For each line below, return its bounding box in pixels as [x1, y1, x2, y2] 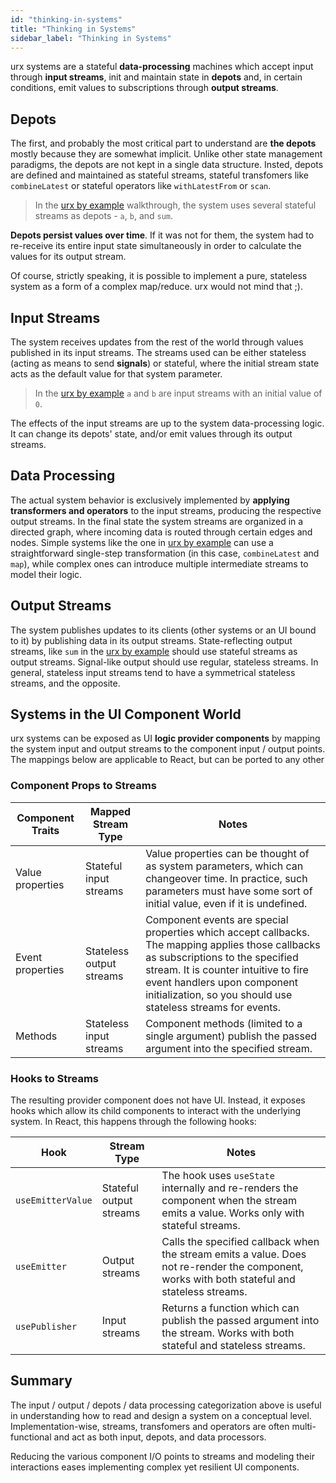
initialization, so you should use [145, 987, 293, 1001]
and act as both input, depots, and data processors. [53, 1431, 267, 1443]
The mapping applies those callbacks [145, 937, 321, 951]
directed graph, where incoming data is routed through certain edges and [10, 526, 313, 538]
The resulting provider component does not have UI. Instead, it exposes [10, 1094, 306, 1106]
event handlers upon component [145, 975, 299, 989]
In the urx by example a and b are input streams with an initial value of [34, 387, 323, 399]
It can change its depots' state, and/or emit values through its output [10, 428, 293, 440]
